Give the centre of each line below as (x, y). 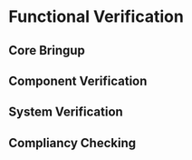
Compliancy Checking (72, 143)
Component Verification (78, 80)
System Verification (66, 112)
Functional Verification (96, 17)
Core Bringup (47, 50)
